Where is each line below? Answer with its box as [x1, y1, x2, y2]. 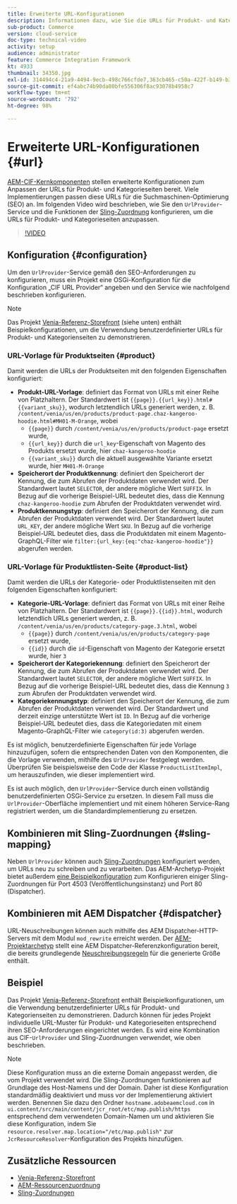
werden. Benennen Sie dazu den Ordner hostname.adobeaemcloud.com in [7, 1098, 215, 1106]
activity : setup [7, 43, 55, 50]
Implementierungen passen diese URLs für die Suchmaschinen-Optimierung [7, 192, 229, 201]
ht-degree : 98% [7, 103, 52, 110]
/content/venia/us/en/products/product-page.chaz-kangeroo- [17, 410, 198, 417]
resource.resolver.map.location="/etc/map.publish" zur [7, 1127, 174, 1135]
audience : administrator [7, 50, 80, 57]
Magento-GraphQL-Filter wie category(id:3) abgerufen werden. [17, 727, 205, 735]
